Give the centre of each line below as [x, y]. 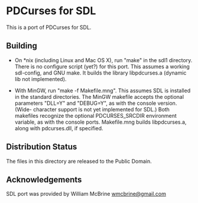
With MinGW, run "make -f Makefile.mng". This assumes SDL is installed [103, 91]
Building [22, 46]
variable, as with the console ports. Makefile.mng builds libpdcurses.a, [100, 122]
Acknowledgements [44, 180]
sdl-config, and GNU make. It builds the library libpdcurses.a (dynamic [100, 73]
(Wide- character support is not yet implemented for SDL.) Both [92, 109]
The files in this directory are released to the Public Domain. [79, 161]
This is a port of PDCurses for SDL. [49, 27]
